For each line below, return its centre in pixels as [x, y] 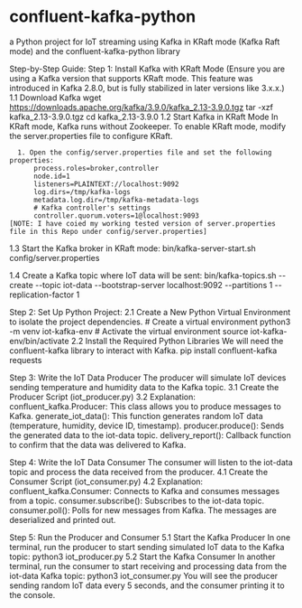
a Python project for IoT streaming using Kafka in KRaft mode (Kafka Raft [145, 42]
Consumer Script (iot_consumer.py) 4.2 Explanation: [106, 482]
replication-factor [42, 295]
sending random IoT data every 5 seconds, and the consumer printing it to [147, 585]
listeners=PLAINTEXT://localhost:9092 [106, 184]
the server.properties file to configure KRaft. [91, 136]
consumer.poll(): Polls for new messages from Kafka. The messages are [143, 510]
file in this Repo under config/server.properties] [108, 231]
